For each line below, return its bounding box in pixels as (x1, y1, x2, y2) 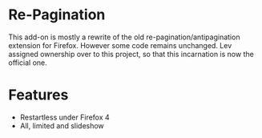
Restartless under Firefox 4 (19, 112, 110, 122)
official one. (8, 58, 48, 67)
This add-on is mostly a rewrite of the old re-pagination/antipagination (8, 32, 240, 42)
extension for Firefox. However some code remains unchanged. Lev (8, 40, 232, 50)
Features (8, 86, 69, 104)
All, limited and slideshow (19, 120, 104, 130)
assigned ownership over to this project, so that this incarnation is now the (8, 49, 254, 59)
